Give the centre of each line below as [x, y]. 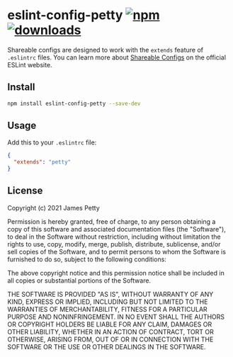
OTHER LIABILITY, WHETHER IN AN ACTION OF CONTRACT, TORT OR [110, 331]
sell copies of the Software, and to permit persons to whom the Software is [117, 251]
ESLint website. [30, 64]
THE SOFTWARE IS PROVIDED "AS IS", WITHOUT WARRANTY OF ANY [110, 294]
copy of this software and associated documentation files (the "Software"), [117, 229]
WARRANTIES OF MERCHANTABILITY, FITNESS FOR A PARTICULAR [107, 309]
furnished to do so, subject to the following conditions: [87, 259]
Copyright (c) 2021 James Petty [54, 208]
